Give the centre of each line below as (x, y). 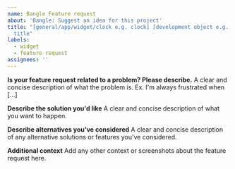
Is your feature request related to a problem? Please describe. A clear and (117, 80)
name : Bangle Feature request (52, 14)
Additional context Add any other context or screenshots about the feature (117, 150)
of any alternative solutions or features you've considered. (92, 137)
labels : (19, 40)
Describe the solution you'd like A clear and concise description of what (114, 108)
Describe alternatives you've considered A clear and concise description (115, 129)
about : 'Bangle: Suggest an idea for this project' (85, 20)
